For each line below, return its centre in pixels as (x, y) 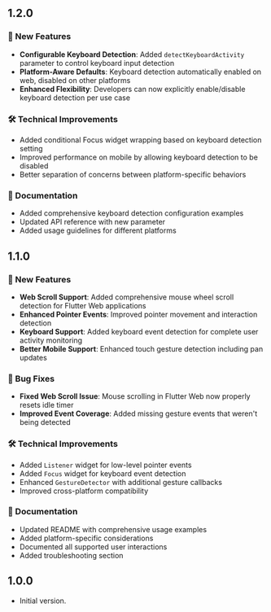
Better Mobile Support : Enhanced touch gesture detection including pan (141, 348)
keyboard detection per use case (75, 98)
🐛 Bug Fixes (31, 378)
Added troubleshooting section (71, 555)
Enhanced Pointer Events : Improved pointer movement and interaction (138, 314)
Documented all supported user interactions (93, 546)
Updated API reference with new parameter (92, 222)
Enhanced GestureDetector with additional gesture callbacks (121, 482)
